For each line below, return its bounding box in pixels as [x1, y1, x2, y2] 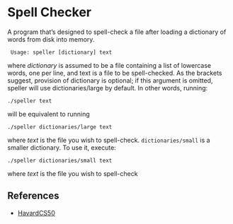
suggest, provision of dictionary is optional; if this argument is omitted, [7, 76, 213, 85]
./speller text [7, 97, 52, 105]
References [7, 190, 59, 202]
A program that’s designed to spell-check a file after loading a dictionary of [7, 28, 227, 36]
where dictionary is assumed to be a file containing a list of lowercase [7, 61, 211, 69]
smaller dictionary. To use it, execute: [7, 143, 117, 152]
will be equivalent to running [7, 110, 90, 118]
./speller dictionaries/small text [7, 157, 113, 164]
